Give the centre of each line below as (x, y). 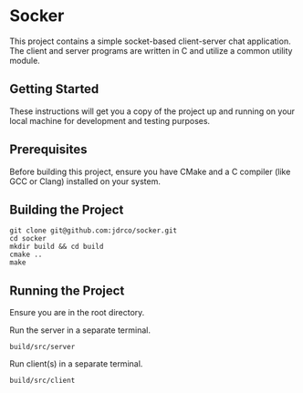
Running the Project (67, 290)
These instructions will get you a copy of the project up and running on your (152, 111)
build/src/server (42, 347)
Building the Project (67, 209)
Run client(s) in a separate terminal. (76, 364)
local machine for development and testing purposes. (110, 120)
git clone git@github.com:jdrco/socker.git (94, 231)
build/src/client (42, 381)
